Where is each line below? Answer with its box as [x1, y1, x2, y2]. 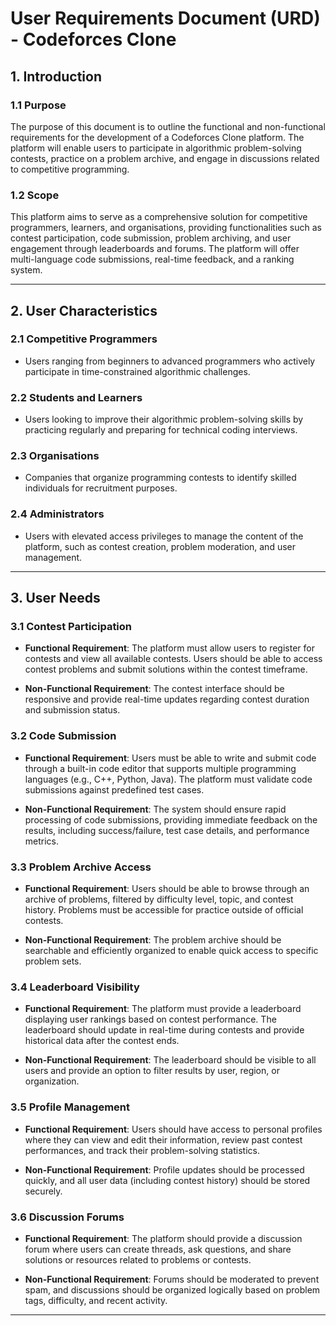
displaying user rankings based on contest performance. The [24, 1013, 277, 1026]
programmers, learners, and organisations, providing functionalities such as [10, 222, 322, 234]
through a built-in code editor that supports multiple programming [24, 762, 297, 774]
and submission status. [24, 704, 121, 716]
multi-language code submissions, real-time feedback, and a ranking [10, 253, 295, 266]
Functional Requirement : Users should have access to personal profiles [24, 1123, 323, 1135]
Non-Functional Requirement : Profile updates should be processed [24, 1163, 305, 1176]
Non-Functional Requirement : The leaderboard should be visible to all [24, 1054, 317, 1066]
